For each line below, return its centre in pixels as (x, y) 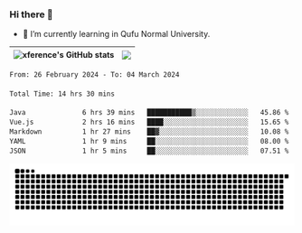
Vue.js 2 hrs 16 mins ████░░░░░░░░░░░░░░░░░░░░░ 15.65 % (149, 122)
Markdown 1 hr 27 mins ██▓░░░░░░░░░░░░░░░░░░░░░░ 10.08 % (149, 132)
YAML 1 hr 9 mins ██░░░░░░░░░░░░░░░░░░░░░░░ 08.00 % (149, 142)
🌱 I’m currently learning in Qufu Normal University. (116, 34)
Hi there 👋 (32, 14)
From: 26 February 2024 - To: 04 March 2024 (94, 75)
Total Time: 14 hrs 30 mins (62, 94)
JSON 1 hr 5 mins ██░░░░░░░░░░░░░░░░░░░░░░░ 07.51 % (149, 151)
